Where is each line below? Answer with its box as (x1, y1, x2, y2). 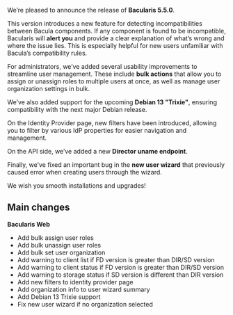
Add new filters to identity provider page (17, 277, 134, 286)
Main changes (7, 202, 70, 213)
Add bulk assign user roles (17, 233, 94, 242)
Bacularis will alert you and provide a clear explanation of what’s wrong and (7, 34, 225, 42)
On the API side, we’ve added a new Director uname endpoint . (7, 147, 188, 155)
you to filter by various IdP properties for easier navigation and (7, 127, 187, 134)
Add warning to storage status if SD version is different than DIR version (17, 270, 224, 279)
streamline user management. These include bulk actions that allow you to (7, 70, 222, 78)
